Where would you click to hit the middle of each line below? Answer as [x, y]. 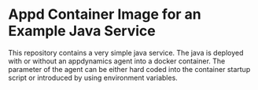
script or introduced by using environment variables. [93, 77]
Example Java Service [82, 31]
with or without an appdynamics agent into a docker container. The [117, 61]
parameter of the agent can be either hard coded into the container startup [129, 69]
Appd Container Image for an [105, 14]
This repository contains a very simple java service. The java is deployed [126, 52]
